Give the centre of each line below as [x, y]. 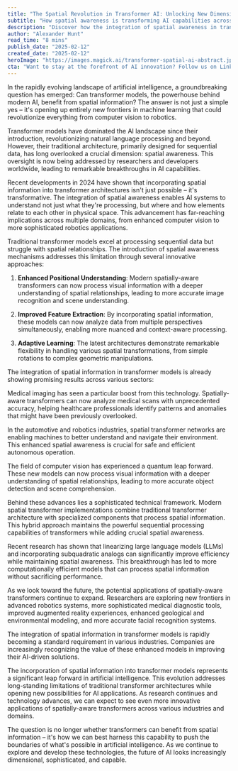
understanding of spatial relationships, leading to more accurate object [110, 481]
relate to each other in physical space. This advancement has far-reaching [116, 212]
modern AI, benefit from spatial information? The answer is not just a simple [118, 102]
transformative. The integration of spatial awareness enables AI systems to [117, 197]
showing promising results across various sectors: [81, 379]
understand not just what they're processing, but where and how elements [116, 205]
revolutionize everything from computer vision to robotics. [92, 117]
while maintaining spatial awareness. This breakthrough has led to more [112, 561]
